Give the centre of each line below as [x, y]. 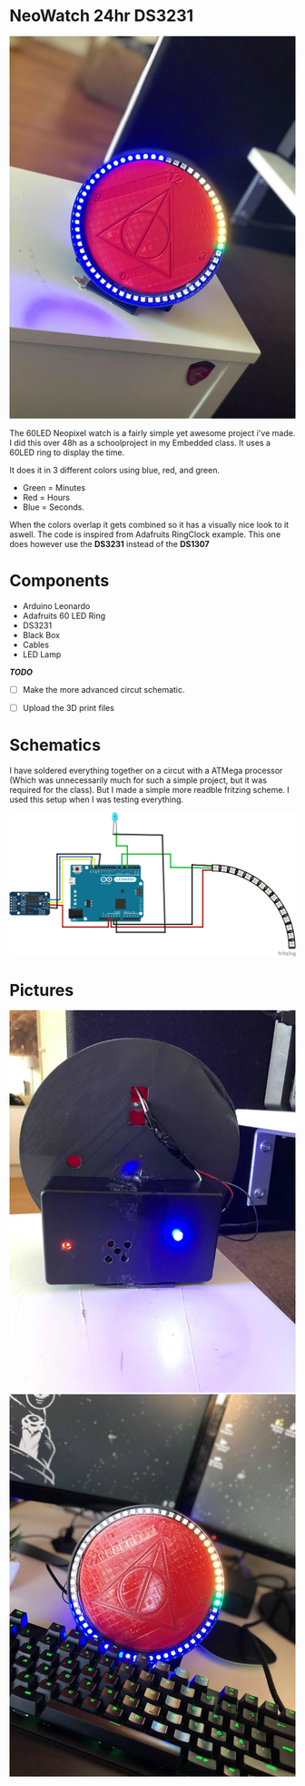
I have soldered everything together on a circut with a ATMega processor [146, 770]
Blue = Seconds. [53, 507]
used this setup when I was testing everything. [97, 799]
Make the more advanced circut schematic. [103, 689]
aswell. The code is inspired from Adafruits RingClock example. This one [145, 534]
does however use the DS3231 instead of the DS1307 [110, 543]
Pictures [42, 990]
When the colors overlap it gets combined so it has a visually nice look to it [149, 524]
